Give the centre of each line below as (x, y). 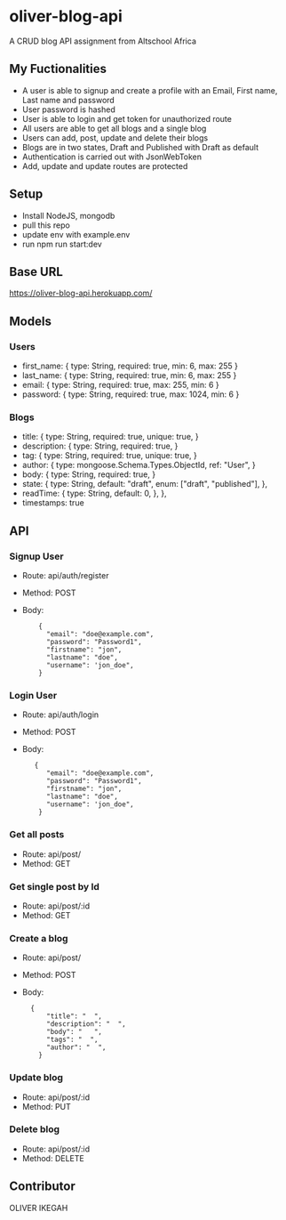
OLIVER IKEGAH (39, 1208)
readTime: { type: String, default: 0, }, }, (94, 493)
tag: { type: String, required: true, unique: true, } (109, 456)
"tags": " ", (72, 1040)
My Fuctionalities (58, 69)
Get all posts (37, 835)
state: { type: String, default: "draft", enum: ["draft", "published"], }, (145, 484)
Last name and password (68, 100)
